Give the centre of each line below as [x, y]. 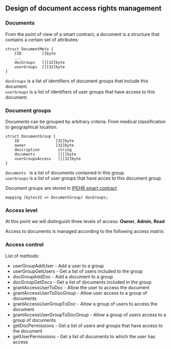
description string [43, 150]
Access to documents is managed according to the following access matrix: [85, 231]
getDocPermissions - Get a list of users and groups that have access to [88, 325]
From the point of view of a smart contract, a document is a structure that [82, 34]
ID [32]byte [44, 141]
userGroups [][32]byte [40, 67]
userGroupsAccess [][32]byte [48, 159]
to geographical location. [31, 127]
